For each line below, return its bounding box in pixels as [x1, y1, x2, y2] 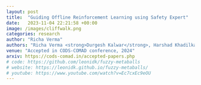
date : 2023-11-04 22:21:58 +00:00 [6, 20, 98, 26]
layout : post [6, 8, 39, 15]
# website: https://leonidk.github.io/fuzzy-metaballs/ [6, 64, 148, 71]
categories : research [6, 31, 60, 37]
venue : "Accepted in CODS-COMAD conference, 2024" [6, 48, 135, 54]
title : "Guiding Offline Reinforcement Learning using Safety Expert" [6, 14, 188, 20]
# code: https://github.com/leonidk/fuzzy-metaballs [6, 59, 141, 65]
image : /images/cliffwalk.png [6, 25, 82, 32]
